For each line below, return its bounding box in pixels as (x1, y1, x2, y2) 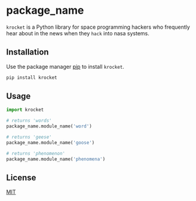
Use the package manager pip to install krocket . (6, 63, 124, 70)
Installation (6, 47, 49, 57)
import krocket (6, 107, 44, 113)
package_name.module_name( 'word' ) (6, 123, 93, 129)
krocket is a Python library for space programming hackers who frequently (6, 23, 190, 31)
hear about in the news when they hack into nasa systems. (6, 29, 149, 36)
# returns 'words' (6, 118, 52, 124)
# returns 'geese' (6, 134, 52, 141)
